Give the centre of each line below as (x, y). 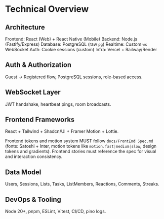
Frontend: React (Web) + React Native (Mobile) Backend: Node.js (71, 39)
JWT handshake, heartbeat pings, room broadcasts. (58, 104)
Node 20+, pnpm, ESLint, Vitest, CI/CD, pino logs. (56, 211)
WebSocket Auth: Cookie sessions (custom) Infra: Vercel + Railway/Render (81, 49)
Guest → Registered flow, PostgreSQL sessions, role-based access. (74, 77)
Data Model (23, 172)
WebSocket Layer (33, 92)
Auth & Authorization (38, 65)
